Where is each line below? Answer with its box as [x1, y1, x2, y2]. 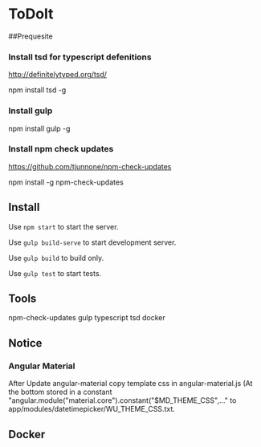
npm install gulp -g [8, 124, 71, 133]
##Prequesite [8, 31, 54, 41]
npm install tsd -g [8, 85, 67, 95]
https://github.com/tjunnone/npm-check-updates [8, 161, 172, 171]
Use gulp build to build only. [8, 253, 104, 262]
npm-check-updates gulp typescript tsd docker [8, 313, 166, 323]
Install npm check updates [8, 144, 114, 155]
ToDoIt [8, 5, 54, 23]
